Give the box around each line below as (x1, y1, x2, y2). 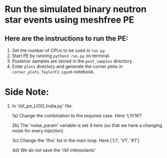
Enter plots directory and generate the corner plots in (11, 64, 123, 69)
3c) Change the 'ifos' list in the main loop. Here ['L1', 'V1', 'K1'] (11, 137, 139, 143)
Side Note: (4, 86, 49, 98)
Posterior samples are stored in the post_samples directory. (11, 58, 133, 64)
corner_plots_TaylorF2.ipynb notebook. (11, 69, 95, 75)
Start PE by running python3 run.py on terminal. (11, 53, 110, 59)
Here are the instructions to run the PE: (4, 34, 128, 43)
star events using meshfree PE (4, 14, 134, 26)
